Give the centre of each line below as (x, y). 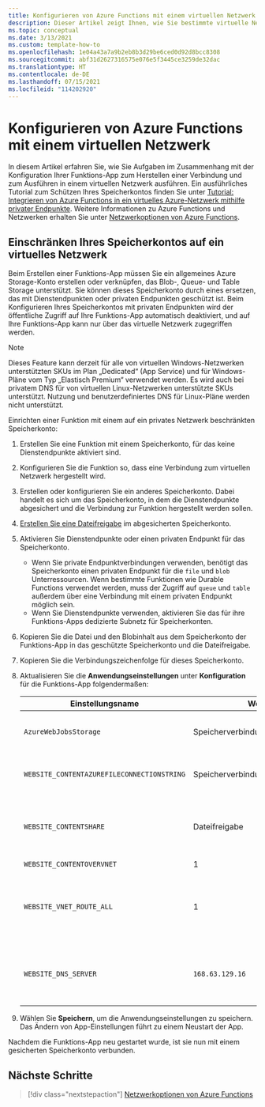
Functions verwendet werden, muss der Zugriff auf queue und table (141, 588)
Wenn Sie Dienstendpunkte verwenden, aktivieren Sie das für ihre (138, 613)
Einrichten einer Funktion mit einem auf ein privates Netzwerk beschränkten (131, 421)
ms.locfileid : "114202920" (52, 89)
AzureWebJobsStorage (62, 732)
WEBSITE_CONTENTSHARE (64, 827)
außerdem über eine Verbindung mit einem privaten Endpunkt (132, 596)
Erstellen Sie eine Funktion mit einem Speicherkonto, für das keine (127, 444)
